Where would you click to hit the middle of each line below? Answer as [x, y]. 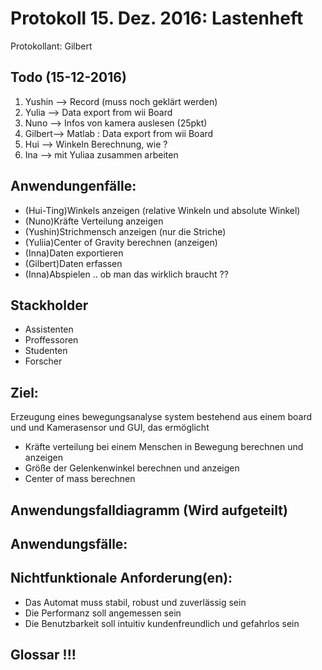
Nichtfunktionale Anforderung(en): [121, 578]
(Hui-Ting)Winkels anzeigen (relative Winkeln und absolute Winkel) [162, 210]
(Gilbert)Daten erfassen [73, 263]
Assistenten [49, 329]
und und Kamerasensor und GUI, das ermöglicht [110, 428]
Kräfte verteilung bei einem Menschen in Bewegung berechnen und [164, 447]
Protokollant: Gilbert [51, 46]
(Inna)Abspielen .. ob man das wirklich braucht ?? [126, 274]
